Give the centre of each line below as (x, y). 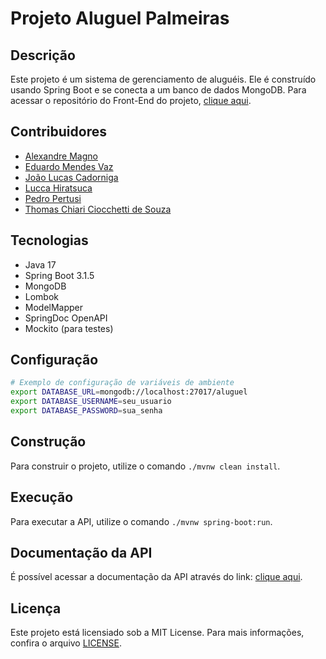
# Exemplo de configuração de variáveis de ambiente (122, 383)
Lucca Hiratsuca (58, 188)
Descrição (43, 55)
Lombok (42, 296)
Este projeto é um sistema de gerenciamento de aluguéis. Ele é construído (163, 79)
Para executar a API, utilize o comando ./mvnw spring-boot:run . (141, 521)
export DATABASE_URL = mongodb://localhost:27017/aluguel (129, 392)
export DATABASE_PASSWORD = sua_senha (86, 411)
